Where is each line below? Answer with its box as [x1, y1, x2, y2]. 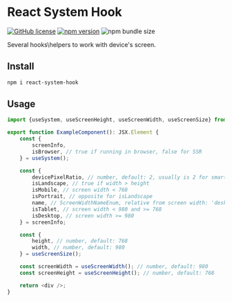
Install [7, 60, 35, 73]
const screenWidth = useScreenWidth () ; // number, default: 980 [19, 263, 209, 270]
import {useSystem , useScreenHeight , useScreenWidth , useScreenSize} [7, 116, 212, 123]
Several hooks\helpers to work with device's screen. [7, 40, 157, 48]
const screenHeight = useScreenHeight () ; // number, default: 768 [19, 269, 215, 276]
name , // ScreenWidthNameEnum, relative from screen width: [32, 199, 209, 206]
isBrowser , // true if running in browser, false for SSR [32, 148, 202, 155]
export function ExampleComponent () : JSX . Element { [7, 129, 159, 136]
